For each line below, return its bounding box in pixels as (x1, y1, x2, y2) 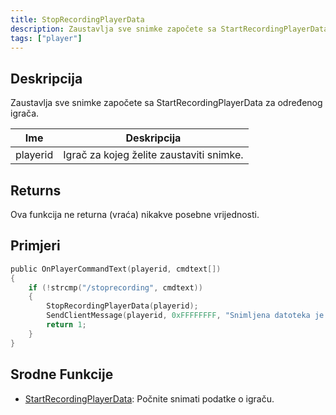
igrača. (10, 107, 40, 120)
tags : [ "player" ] (10, 33, 83, 43)
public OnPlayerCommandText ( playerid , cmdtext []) (10, 264, 222, 274)
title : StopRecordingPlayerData (10, 14, 145, 25)
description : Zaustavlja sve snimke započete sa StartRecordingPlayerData (10, 24, 329, 34)
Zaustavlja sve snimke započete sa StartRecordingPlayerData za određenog (10, 97, 323, 109)
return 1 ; (46, 320, 87, 330)
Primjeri (10, 237, 61, 255)
